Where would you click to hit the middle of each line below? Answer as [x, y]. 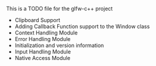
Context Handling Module [46, 33]
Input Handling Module [43, 52]
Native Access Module [42, 58]
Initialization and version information [59, 45]
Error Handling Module [43, 39]
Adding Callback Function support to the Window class [82, 26]
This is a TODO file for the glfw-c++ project [60, 9]
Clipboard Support [38, 20]
